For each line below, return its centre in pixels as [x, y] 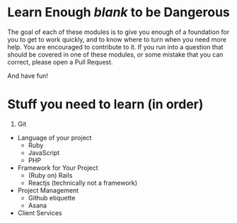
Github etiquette [52, 198]
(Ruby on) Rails [50, 175]
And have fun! [28, 76]
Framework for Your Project [58, 168]
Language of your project [54, 137]
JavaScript [44, 152]
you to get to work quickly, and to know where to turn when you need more [117, 39]
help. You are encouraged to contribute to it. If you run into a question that [116, 47]
